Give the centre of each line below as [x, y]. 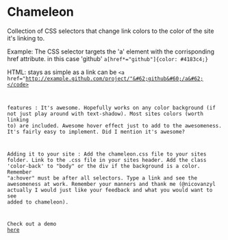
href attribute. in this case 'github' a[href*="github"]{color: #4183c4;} [108, 58]
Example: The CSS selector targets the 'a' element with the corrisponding [111, 51]
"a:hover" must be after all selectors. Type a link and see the [102, 178]
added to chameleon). [38, 202]
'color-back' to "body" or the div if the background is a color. [104, 166]
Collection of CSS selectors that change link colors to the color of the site [111, 31]
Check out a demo [32, 224]
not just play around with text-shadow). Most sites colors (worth [105, 114]
